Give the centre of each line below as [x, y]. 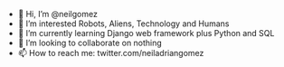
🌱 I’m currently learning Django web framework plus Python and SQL [146, 33]
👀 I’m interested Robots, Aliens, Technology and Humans [123, 24]
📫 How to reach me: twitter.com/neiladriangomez [111, 53]
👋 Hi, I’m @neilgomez [57, 14]
